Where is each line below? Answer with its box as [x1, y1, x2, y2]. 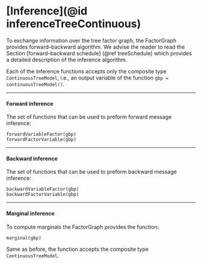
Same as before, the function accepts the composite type [6, 245, 149, 253]
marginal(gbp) [6, 235, 42, 241]
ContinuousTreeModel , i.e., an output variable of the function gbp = [6, 74, 169, 81]
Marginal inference [6, 209, 55, 217]
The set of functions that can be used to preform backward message [6, 168, 177, 176]
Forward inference [6, 100, 54, 107]
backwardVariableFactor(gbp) [6, 186, 79, 192]
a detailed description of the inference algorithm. [6, 56, 127, 63]
